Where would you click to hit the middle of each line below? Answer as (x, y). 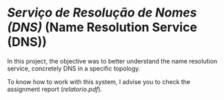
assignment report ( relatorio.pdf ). (55, 89)
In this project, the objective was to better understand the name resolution (112, 61)
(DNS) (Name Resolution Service (102, 27)
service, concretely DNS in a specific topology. (74, 68)
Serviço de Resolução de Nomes (102, 13)
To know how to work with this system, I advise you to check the (99, 81)
